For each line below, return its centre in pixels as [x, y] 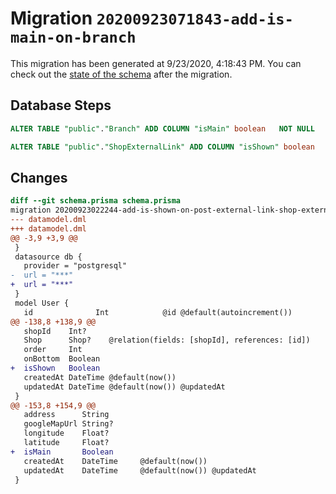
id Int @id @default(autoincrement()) [158, 312]
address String [66, 415]
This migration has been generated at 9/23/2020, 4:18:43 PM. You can [156, 63]
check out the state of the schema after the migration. [121, 74]
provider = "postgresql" [75, 266]
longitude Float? [66, 433]
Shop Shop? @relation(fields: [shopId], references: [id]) [167, 340]
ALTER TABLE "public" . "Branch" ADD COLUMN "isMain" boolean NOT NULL [162, 128]
